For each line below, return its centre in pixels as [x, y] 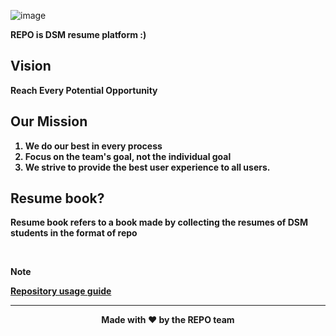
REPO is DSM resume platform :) [78, 34]
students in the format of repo [74, 233]
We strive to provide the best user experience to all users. [147, 167]
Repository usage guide [61, 291]
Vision [31, 66]
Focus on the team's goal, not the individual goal [128, 156]
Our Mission [49, 121]
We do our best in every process [93, 146]
